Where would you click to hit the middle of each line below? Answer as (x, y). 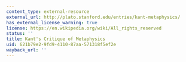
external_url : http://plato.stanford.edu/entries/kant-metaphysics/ (93, 17)
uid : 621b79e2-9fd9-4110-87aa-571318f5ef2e (61, 45)
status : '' (20, 34)
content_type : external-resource (48, 12)
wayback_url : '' (26, 50)
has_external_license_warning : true (52, 22)
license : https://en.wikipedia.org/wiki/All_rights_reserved (84, 28)
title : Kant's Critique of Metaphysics (56, 39)
